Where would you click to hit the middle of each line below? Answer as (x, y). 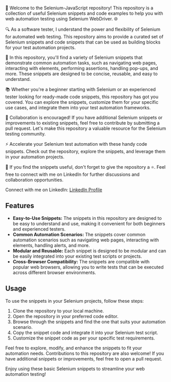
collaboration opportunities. (35, 180)
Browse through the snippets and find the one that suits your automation (89, 322)
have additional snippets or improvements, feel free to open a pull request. (84, 358)
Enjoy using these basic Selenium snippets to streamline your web (75, 369)
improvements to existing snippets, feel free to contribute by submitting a (82, 123)
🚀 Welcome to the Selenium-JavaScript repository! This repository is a (79, 8)
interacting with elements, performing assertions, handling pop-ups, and (82, 68)
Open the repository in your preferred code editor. (66, 316)
